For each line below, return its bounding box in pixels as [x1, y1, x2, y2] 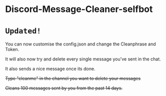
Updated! [5, 26, 41, 36]
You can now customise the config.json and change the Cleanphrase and [5, 41, 156, 47]
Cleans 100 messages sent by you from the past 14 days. [5, 85, 122, 91]
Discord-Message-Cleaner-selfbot [5, 3, 153, 15]
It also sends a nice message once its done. [5, 66, 95, 72]
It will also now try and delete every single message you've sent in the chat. [5, 56, 161, 62]
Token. [5, 46, 19, 52]
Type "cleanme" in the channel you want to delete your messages [5, 75, 141, 81]
